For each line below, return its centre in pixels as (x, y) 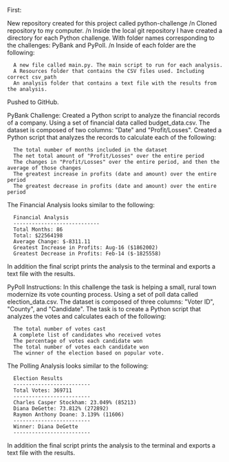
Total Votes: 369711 (43, 390)
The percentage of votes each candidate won (78, 341)
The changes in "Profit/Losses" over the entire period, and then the (117, 162)
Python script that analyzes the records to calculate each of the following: (112, 137)
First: (14, 10)
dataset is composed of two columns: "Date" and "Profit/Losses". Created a (115, 130)
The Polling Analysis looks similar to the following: (78, 366)
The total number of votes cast (60, 329)
